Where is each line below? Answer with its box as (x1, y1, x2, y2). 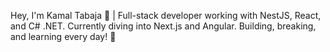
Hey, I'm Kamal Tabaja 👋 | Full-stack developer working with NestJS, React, (10, 10, 322, 21)
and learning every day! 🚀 (10, 31, 117, 42)
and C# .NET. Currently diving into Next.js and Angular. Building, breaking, (10, 20, 317, 32)
